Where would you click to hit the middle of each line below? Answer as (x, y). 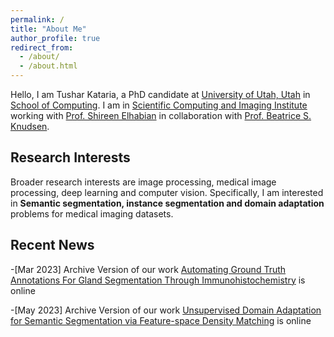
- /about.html (48, 66)
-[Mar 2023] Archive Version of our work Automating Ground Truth (148, 269)
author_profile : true (55, 38)
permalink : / (37, 19)
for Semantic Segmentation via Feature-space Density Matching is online (161, 320)
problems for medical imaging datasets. (92, 213)
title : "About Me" (48, 29)
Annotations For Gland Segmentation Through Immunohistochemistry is (158, 280)
